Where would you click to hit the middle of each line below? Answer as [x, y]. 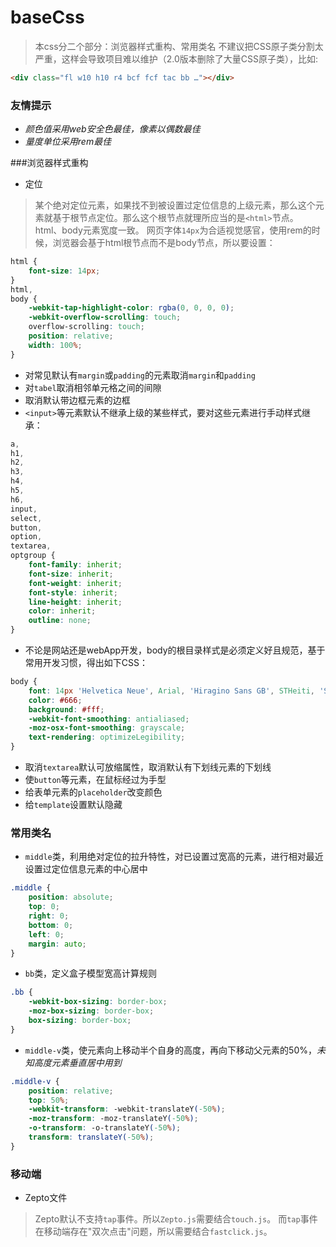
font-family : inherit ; [75, 565]
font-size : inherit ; [71, 574]
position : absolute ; [71, 897]
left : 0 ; [46, 934]
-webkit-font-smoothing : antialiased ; [109, 719]
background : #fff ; [66, 709]
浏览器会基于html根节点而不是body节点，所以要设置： [164, 243]
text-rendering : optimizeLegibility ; [107, 737]
